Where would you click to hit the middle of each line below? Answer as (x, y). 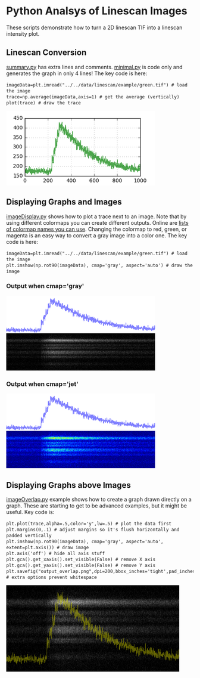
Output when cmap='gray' (45, 286)
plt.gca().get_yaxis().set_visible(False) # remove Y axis (81, 565)
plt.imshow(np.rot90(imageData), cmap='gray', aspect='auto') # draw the (100, 265)
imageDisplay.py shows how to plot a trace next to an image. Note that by (96, 216)
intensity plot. (23, 33)
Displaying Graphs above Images (68, 485)
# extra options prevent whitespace (51, 577)
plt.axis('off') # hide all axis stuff (56, 553)
